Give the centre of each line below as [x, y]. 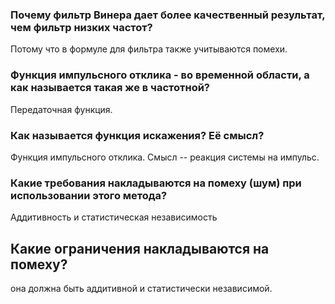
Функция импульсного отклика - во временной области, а [160, 75]
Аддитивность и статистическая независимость [114, 217]
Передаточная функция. [61, 109]
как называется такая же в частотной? [110, 88]
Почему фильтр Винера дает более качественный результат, [168, 15]
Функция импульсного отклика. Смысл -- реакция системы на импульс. [165, 157]
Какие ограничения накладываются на [140, 248]
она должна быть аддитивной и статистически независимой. [141, 288]
